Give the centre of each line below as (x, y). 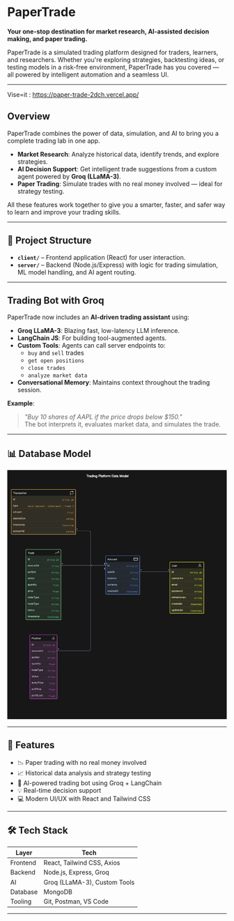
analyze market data (57, 376)
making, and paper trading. (47, 38)
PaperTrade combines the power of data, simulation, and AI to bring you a (113, 133)
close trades (47, 369)
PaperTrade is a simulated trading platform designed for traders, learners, (113, 52)
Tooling (21, 901)
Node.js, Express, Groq (76, 872)
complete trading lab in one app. (54, 141)
